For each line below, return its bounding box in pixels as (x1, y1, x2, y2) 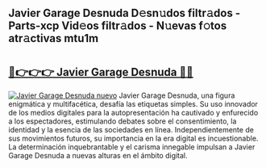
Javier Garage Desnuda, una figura (118, 90, 235, 100)
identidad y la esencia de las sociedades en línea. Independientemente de (8, 125, 254, 134)
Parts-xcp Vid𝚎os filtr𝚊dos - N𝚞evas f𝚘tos (8, 19, 227, 33)
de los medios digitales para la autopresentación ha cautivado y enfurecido (8, 108, 259, 117)
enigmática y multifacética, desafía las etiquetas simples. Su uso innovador (8, 99, 258, 108)
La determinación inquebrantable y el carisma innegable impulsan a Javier (8, 142, 256, 152)
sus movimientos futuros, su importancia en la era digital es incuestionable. (8, 133, 259, 143)
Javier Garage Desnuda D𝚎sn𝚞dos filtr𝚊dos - (8, 6, 240, 20)
